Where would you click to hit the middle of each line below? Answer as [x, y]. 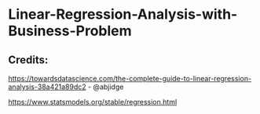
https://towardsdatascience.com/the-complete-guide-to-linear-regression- [130, 78]
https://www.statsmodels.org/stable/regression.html [93, 102]
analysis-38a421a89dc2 [47, 87]
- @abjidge [106, 87]
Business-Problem [70, 31]
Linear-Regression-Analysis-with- [123, 14]
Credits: [28, 60]
